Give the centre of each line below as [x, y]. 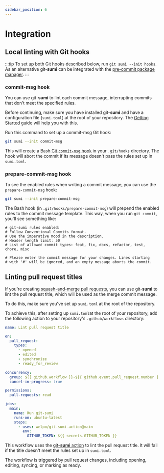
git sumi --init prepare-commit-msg [42, 199]
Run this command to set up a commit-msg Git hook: [58, 132]
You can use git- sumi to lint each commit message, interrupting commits [78, 97]
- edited [27, 355]
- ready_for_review [38, 363]
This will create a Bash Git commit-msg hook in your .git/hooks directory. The [82, 151]
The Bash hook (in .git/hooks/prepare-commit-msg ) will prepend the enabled [82, 208]
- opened [27, 350]
